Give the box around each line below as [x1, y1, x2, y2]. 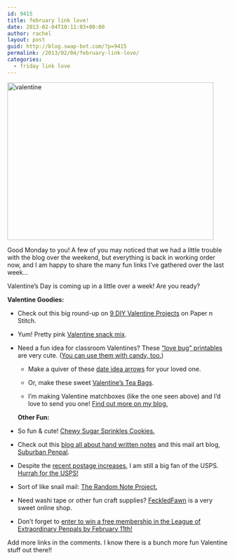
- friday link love [13, 63, 71, 70]
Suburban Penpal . [17, 448, 70, 456]
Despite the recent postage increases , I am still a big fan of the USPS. [17, 461, 219, 469]
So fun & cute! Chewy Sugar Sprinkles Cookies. [17, 426, 156, 435]
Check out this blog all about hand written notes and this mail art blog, [17, 440, 221, 448]
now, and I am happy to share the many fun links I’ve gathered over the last [7, 261, 224, 269]
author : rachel [7, 30, 52, 37]
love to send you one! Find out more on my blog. [27, 399, 168, 408]
